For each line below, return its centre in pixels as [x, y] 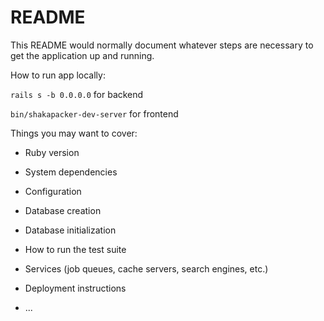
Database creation [63, 210]
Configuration [53, 191]
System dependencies [71, 172]
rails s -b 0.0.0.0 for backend [77, 94]
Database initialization [70, 230]
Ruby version [52, 152]
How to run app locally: [58, 75]
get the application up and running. [82, 55]
